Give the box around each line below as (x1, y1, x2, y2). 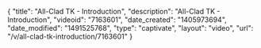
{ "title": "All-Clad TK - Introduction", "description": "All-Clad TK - (7, 7, 221, 16)
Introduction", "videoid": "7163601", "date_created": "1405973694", (7, 15, 227, 24)
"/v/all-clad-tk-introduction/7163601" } (7, 31, 132, 41)
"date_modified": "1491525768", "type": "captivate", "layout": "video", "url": (7, 24, 254, 32)
